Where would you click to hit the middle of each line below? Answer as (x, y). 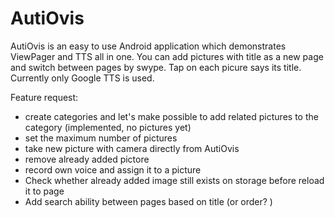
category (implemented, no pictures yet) (108, 127)
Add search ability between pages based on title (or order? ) (148, 201)
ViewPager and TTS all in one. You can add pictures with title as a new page (167, 56)
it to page (44, 191)
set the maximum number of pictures (101, 138)
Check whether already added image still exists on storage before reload (174, 180)
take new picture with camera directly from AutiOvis (132, 148)
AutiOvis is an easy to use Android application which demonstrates (148, 46)
